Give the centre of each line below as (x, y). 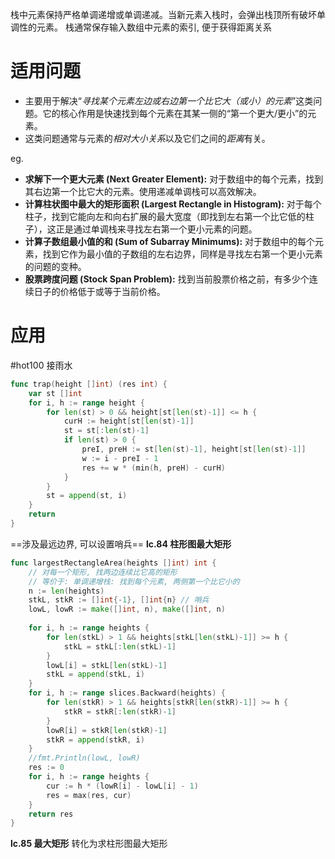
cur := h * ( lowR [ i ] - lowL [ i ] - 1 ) (122, 786)
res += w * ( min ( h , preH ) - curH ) (153, 468)
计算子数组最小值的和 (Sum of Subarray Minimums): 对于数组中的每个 (170, 241)
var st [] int (55, 393)
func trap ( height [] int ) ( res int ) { (89, 384)
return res (51, 814)
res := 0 (46, 768)
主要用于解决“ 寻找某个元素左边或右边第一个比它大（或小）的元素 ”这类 (169, 100)
